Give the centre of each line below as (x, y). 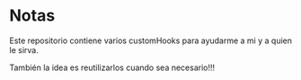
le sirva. (24, 49)
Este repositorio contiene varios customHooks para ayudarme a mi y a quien (150, 40)
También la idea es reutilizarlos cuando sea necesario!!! (112, 67)
